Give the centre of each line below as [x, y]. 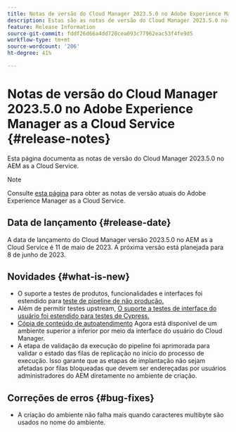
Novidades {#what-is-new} [68, 277]
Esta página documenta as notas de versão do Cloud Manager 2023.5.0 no [116, 158]
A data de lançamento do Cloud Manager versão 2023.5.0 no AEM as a [110, 239]
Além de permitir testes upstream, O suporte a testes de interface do [117, 309]
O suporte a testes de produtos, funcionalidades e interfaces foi [110, 293]
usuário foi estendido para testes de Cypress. [83, 316]
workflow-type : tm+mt [39, 40]
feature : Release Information [52, 27]
